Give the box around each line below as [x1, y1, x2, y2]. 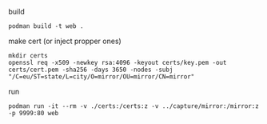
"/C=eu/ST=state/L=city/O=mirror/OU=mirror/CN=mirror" [8, 73, 195, 81]
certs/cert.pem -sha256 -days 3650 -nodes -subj [8, 66, 173, 74]
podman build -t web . [8, 22, 84, 30]
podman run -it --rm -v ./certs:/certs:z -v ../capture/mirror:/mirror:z [8, 102, 260, 110]
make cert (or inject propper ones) [8, 36, 122, 46]
